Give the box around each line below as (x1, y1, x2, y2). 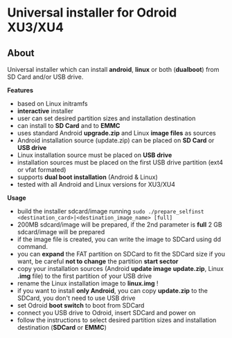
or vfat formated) (17, 166, 66, 173)
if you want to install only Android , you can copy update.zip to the (17, 287, 208, 294)
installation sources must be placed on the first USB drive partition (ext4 (17, 158, 224, 167)
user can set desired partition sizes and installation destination (17, 114, 196, 122)
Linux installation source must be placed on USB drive (17, 151, 172, 159)
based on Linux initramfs (17, 100, 88, 108)
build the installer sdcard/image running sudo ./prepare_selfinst (17, 207, 204, 215)
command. (17, 243, 48, 250)
